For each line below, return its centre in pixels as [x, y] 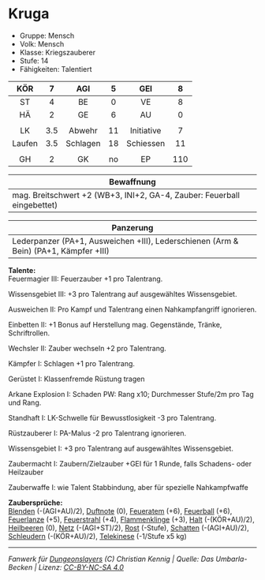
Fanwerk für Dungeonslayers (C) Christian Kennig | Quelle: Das [111, 559]
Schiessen [146, 143]
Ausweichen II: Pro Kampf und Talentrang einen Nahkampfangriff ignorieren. [132, 309]
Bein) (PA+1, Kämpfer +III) [61, 251]
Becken [21, 567]
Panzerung [132, 227]
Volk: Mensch [42, 43]
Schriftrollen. [29, 333]
